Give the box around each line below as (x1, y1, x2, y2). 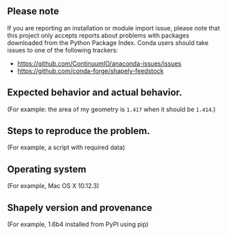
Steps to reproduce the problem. (7, 125, 150, 137)
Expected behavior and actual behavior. (7, 86, 183, 99)
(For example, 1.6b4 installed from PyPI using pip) (7, 220, 149, 229)
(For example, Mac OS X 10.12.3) (7, 182, 100, 190)
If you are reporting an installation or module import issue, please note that (7, 23, 220, 32)
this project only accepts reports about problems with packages (7, 31, 190, 39)
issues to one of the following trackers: (7, 46, 118, 54)
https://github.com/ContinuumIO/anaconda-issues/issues (17, 59, 182, 68)
